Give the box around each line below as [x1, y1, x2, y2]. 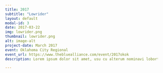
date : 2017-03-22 [5, 25, 40, 30]
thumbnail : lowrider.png [5, 34, 55, 39]
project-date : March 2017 [5, 43, 57, 48]
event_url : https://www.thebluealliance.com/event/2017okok [5, 52, 130, 57]
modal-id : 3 [5, 20, 29, 26]
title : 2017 [5, 7, 29, 12]
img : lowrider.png [5, 29, 42, 34]
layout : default [5, 16, 38, 21]
